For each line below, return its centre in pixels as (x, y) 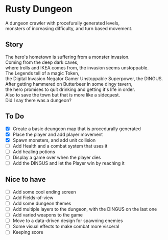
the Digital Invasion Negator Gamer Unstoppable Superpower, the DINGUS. (84, 78)
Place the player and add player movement (58, 134)
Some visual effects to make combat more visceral (66, 226)
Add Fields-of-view (33, 198)
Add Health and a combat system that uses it (60, 146)
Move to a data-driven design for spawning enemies (68, 221)
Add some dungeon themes (42, 203)
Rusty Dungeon (39, 9)
